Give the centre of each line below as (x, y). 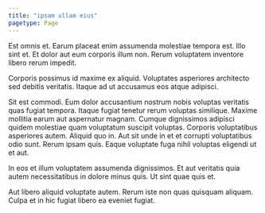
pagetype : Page (33, 23)
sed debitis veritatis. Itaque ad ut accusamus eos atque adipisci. (113, 86)
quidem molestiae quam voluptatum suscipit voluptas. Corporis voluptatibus (133, 127)
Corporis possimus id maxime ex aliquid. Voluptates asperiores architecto (129, 78)
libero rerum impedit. (43, 62)
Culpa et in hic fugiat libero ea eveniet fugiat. (82, 200)
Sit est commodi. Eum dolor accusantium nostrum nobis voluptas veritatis (129, 102)
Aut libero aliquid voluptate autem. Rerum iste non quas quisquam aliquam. (131, 192)
